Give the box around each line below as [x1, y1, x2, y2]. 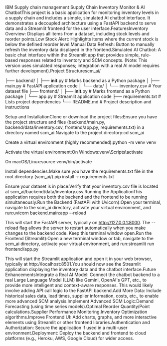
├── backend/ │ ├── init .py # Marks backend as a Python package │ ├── [5, 77, 160, 83]
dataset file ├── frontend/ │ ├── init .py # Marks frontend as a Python [5, 88, 150, 94]
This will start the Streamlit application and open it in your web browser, [5, 256, 153, 262]
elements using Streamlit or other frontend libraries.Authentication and [5, 320, 151, 325]
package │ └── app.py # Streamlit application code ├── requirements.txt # [5, 93, 161, 99]
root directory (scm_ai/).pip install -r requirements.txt [5, 174, 114, 179]
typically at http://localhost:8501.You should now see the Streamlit [5, 261, 141, 267]
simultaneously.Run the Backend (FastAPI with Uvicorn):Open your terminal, [5, 199, 162, 205]
